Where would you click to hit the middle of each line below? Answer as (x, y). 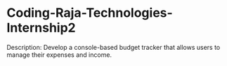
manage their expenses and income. (59, 55)
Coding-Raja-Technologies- (90, 13)
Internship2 (41, 28)
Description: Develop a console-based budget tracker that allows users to (113, 47)
